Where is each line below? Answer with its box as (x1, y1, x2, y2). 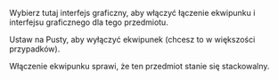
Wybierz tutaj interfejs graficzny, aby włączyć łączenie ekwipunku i (9, 8, 256, 18)
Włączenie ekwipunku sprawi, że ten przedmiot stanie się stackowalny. (9, 61, 270, 71)
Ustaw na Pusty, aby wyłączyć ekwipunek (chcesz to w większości (9, 35, 256, 44)
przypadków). (9, 44, 61, 54)
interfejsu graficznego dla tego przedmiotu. (9, 17, 169, 28)
